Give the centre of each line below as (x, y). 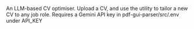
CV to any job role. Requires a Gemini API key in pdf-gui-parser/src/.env (93, 14)
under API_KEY (24, 21)
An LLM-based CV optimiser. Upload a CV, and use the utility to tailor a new (97, 8)
